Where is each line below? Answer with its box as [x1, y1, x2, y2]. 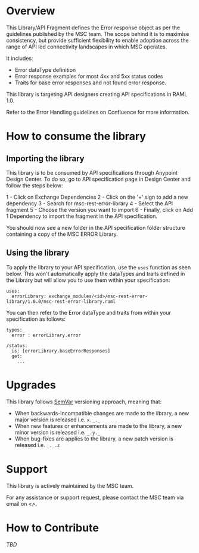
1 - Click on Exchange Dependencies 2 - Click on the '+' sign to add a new [6, 193, 189, 200]
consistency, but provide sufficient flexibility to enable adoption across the [6, 37, 189, 44]
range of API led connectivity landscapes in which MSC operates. [6, 43, 167, 50]
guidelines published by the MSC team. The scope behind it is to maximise [6, 30, 189, 37]
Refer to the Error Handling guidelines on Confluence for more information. [6, 108, 189, 116]
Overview [6, 4, 55, 18]
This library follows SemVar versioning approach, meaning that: [6, 398, 162, 405]
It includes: [6, 54, 33, 62]
